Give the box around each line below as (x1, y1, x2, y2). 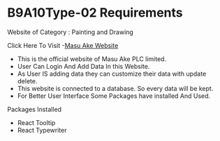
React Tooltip (17, 118, 56, 126)
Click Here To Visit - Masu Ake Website (7, 41, 119, 49)
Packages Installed (7, 105, 61, 113)
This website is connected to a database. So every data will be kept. (17, 84, 214, 92)
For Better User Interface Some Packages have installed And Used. (17, 92, 211, 100)
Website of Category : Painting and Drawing (7, 28, 134, 36)
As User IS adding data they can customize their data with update (17, 69, 207, 78)
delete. (17, 76, 38, 85)
